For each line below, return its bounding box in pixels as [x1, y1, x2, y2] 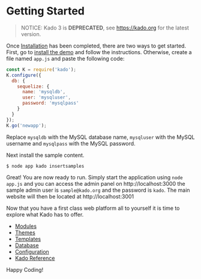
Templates [14, 235, 41, 242]
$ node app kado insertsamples [6, 163, 85, 169]
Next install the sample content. [6, 152, 85, 159]
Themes [14, 228, 36, 236]
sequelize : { [17, 83, 50, 90]
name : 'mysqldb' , [22, 89, 66, 95]
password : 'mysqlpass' [22, 100, 79, 106]
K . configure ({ [6, 72, 42, 78]
